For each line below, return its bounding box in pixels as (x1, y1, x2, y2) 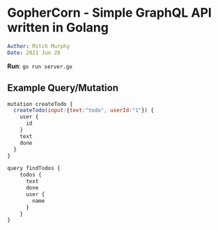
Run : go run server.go (7, 61, 73, 70)
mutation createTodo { (7, 100, 73, 107)
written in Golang (7, 20, 109, 36)
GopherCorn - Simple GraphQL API (7, 5, 212, 21)
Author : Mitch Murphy (7, 43, 70, 49)
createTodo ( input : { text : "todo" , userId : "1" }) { (13, 107, 155, 114)
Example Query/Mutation (7, 82, 119, 94)
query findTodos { (7, 165, 61, 172)
